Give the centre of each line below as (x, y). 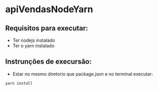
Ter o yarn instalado (33, 46)
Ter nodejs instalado (34, 40)
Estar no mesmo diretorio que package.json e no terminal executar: (83, 74)
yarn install (19, 83)
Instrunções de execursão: (49, 62)
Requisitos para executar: (47, 28)
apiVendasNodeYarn (49, 9)
